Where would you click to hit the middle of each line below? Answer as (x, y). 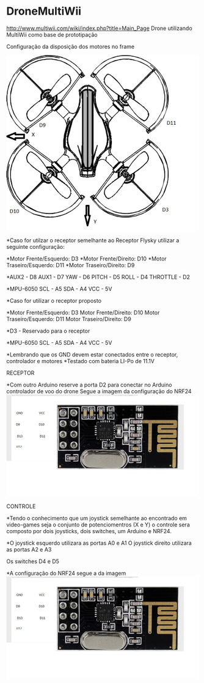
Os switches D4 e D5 (33, 561)
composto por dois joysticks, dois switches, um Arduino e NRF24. (89, 531)
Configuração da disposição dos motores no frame (71, 46)
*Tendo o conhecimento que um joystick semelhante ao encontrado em (97, 518)
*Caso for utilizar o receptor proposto (54, 300)
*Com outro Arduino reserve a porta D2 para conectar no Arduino (89, 385)
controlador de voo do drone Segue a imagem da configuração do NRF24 (99, 391)
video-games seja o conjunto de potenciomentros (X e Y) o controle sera (98, 525)
